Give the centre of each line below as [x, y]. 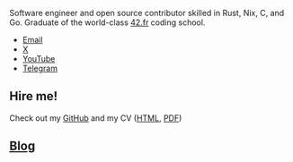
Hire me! [34, 96]
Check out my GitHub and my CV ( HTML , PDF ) [96, 118]
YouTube [39, 59]
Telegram [40, 68]
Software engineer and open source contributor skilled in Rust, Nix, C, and [147, 13]
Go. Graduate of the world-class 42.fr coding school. [107, 22]
